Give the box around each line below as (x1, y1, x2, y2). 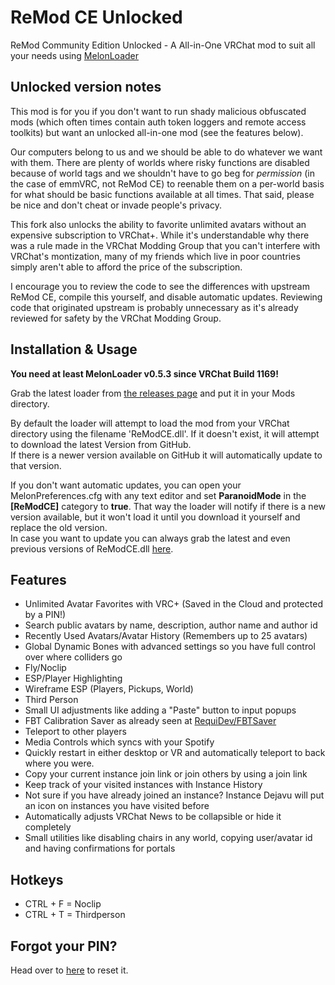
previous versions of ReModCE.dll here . (10, 542, 174, 555)
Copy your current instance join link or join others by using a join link (24, 768, 308, 780)
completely (24, 821, 72, 833)
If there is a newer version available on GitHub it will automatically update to (10, 449, 323, 461)
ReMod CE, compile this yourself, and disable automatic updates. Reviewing (10, 291, 323, 303)
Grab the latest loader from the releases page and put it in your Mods (10, 387, 296, 399)
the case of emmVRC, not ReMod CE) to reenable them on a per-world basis (10, 177, 325, 190)
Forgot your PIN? (10, 937, 118, 955)
